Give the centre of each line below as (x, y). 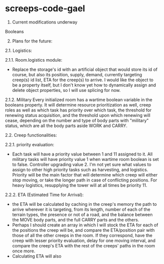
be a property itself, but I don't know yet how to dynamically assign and (84, 85)
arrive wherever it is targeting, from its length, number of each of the (81, 209)
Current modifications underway (45, 22)
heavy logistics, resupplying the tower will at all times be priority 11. (80, 185)
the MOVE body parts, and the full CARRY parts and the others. (75, 220)
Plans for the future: (32, 41)
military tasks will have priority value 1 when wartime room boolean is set (85, 159)
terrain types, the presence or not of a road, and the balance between (82, 214)
